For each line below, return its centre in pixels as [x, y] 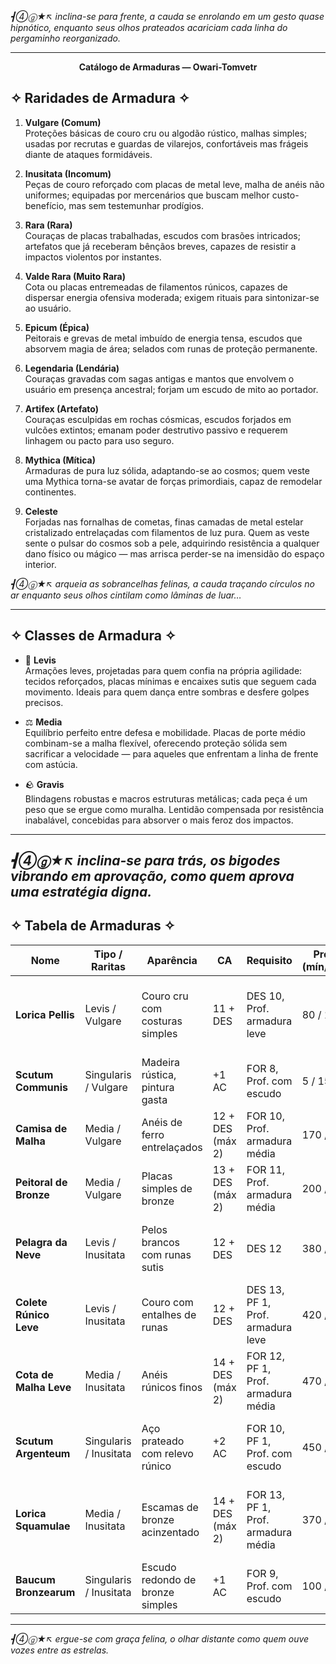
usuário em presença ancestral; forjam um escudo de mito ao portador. [171, 389]
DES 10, [265, 996]
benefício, [45, 205]
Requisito [269, 960]
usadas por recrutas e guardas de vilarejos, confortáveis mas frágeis [166, 143]
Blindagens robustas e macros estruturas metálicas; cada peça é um [166, 798]
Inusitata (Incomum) [68, 173]
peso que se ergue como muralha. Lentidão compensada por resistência [174, 809]
